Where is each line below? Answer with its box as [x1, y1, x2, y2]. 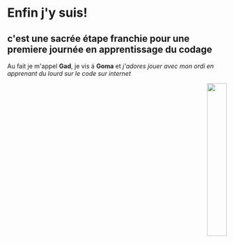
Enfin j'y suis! [7, 5, 88, 21]
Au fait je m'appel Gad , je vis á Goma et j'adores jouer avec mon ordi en [7, 62, 214, 70]
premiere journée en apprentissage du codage [7, 43, 212, 55]
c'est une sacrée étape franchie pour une [7, 33, 190, 45]
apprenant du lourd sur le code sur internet [7, 70, 131, 77]
